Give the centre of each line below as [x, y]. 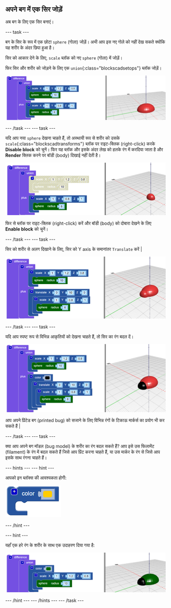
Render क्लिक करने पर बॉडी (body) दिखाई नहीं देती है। [53, 155]
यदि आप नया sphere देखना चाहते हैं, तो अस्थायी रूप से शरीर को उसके [63, 138]
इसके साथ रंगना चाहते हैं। [26, 457]
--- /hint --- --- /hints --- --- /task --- [45, 600]
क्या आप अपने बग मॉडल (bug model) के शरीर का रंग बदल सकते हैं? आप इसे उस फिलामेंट [80, 446]
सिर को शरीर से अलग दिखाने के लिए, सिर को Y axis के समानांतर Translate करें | [74, 249]
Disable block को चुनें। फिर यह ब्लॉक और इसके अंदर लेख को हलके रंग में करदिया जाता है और [84, 150]
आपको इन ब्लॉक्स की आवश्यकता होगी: [36, 478]
